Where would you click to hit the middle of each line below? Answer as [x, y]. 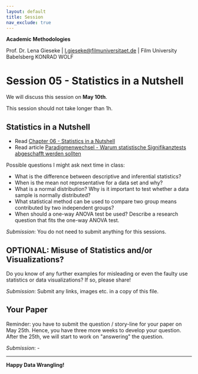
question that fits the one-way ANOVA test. [67, 220]
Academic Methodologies [38, 39]
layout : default [26, 11]
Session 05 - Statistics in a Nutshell [95, 81]
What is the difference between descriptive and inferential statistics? [98, 177]
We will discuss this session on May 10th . [57, 97]
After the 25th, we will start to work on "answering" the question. [85, 336]
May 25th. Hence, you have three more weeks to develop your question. [94, 330]
